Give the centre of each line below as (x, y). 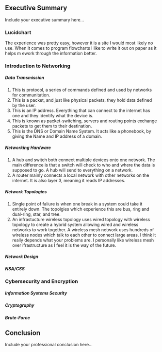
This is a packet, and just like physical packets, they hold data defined (82, 100)
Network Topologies (26, 191)
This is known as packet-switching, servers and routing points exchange (84, 121)
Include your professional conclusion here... (49, 345)
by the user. (24, 105)
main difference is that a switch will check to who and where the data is (83, 165)
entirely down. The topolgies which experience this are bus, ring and (81, 209)
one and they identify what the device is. (53, 116)
